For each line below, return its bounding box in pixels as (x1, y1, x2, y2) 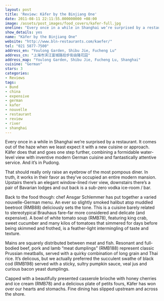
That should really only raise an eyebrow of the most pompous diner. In (5, 169, 148, 175)
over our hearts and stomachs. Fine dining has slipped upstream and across (5, 286, 158, 292)
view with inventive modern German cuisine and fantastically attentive (15, 155, 157, 161)
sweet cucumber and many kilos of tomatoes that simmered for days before (5, 220, 158, 226)
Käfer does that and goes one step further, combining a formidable (5, 149, 140, 155)
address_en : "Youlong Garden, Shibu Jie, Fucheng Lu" (5, 48, 117, 53)
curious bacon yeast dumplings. (5, 266, 70, 272)
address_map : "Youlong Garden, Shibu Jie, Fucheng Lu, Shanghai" (5, 57, 141, 62)
